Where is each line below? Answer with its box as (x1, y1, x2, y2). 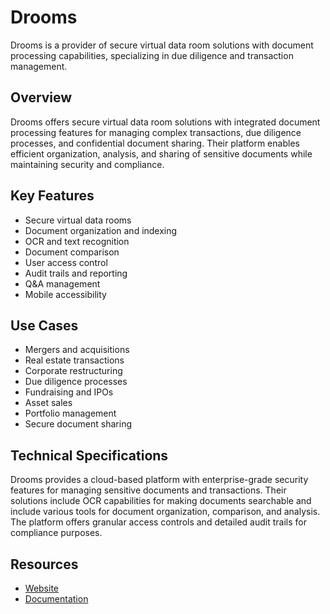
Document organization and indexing (24, 224, 178, 236)
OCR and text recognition (24, 235, 130, 247)
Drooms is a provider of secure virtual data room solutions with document (10, 39, 314, 51)
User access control (24, 256, 108, 268)
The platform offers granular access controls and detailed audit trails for (10, 516, 307, 528)
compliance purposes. (10, 527, 103, 539)
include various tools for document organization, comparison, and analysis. (10, 506, 321, 518)
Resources (10, 556, 79, 573)
